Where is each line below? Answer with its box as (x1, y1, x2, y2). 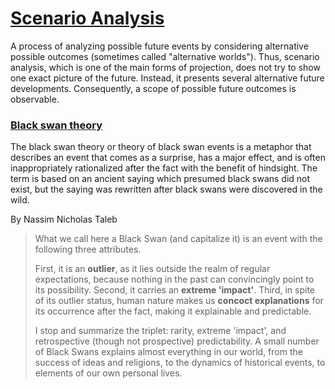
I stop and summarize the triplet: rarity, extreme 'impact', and (34, 325, 287, 337)
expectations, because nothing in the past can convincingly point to (34, 273, 315, 286)
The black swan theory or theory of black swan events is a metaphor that (10, 141, 312, 153)
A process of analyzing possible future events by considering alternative (10, 40, 309, 52)
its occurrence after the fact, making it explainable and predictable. (34, 305, 312, 317)
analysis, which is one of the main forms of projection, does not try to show (10, 61, 321, 73)
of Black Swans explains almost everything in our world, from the (34, 346, 303, 358)
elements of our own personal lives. (34, 367, 183, 379)
